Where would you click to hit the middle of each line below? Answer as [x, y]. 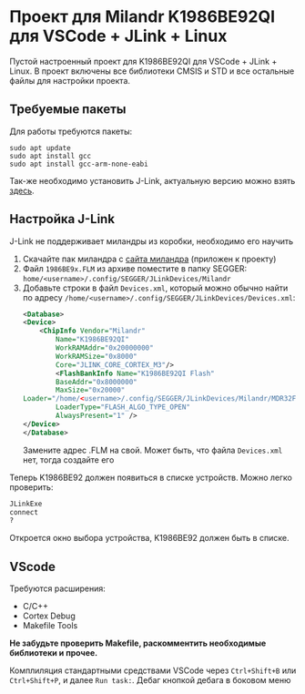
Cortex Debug [49, 616]
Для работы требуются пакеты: [71, 131]
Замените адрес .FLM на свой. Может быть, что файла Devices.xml [152, 450]
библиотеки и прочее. [54, 653]
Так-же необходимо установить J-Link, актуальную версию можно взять [152, 180]
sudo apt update [40, 148]
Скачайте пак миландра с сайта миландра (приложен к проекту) [149, 259]
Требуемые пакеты [68, 110]
